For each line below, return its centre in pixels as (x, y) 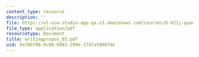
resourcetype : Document (36, 34)
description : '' (26, 17)
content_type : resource (36, 12)
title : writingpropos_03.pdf (42, 39)
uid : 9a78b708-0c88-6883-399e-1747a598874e (61, 45)
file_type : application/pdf (41, 28)
